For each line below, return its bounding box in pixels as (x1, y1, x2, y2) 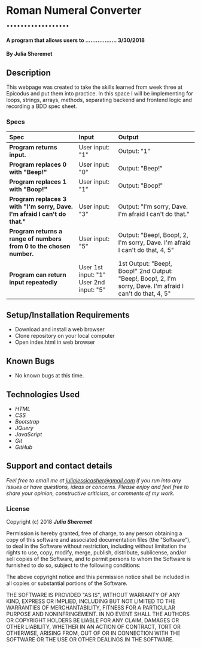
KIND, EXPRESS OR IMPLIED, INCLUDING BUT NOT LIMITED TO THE (6, 598, 176, 605)
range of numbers (9, 235, 62, 243)
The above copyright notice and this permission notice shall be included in (6, 574, 190, 581)
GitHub (14, 443, 33, 451)
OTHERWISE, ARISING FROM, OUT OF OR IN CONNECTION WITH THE (6, 629, 181, 637)
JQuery (14, 424, 34, 431)
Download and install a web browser (14, 326, 105, 333)
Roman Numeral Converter (6, 4, 142, 17)
